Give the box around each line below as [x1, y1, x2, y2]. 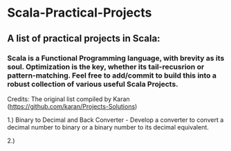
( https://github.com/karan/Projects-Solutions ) [7, 102, 138, 110]
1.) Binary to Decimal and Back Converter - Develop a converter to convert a [7, 116, 224, 124]
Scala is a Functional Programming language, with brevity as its [7, 53, 225, 63]
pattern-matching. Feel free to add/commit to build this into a [7, 71, 216, 80]
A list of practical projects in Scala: [7, 33, 160, 44]
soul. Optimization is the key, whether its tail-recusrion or [7, 62, 205, 71]
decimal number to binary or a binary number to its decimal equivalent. [7, 123, 210, 131]
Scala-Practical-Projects [7, 5, 152, 21]
